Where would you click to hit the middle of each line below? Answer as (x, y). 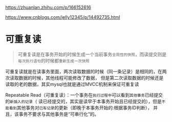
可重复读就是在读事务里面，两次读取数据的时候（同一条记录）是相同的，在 (84, 71)
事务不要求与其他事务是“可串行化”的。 (59, 114)
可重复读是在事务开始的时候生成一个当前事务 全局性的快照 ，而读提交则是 (92, 54)
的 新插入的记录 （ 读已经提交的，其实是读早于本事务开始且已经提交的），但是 (84, 101)
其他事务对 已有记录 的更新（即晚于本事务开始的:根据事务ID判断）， (84, 108)
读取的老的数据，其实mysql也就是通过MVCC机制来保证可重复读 (72, 84)
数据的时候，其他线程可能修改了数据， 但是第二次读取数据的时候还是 (91, 78)
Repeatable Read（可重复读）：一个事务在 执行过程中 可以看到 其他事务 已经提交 (84, 95)
